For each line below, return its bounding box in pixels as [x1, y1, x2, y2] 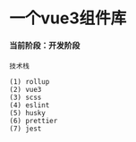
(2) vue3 [9, 86, 42, 95]
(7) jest [9, 124, 42, 134]
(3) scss [9, 93, 42, 103]
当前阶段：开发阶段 [9, 39, 81, 50]
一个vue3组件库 [9, 8, 127, 29]
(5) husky [9, 109, 47, 118]
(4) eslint [9, 101, 50, 110]
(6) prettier [9, 117, 58, 126]
